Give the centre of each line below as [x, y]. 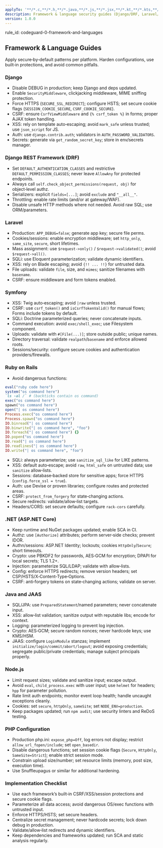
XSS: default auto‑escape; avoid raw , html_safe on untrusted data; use [82, 465]
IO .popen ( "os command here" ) [34, 437]
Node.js [15, 669]
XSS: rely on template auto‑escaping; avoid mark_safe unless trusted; [81, 124]
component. [24, 329]
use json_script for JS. [35, 129]
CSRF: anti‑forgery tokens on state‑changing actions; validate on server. [84, 582]
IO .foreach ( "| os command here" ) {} [42, 432]
